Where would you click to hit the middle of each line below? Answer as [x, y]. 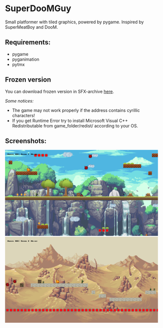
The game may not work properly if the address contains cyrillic [76, 110]
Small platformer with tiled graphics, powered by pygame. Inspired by [74, 22]
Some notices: [19, 101]
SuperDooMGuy [38, 9]
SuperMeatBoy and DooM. [32, 27]
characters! [24, 115]
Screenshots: [26, 141]
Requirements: [28, 43]
